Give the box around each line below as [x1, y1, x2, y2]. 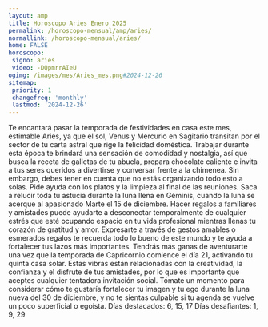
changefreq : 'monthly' [11, 94, 88, 102]
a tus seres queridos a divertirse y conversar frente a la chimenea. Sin [8, 165, 239, 175]
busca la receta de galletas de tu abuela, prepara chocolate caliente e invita [8, 157, 258, 166]
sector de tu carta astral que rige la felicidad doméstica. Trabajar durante [8, 140, 250, 150]
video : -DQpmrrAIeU [11, 64, 78, 72]
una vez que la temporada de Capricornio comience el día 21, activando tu [8, 250, 254, 260]
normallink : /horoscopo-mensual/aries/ [8, 34, 142, 42]
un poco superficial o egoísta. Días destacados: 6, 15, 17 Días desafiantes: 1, [8, 301, 258, 311]
